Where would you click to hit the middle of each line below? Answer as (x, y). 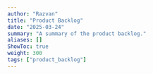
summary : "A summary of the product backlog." (77, 33)
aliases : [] (25, 40)
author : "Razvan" (33, 14)
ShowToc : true (28, 47)
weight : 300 (25, 54)
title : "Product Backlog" (45, 20)
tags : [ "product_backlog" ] (47, 60)
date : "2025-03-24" (36, 27)
